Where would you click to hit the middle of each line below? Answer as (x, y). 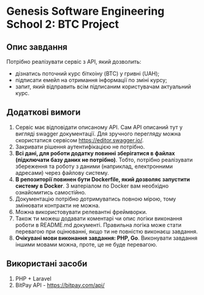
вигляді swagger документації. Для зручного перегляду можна (98, 134)
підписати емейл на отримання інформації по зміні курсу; (91, 80)
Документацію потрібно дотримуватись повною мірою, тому (96, 199)
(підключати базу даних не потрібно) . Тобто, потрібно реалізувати (104, 159)
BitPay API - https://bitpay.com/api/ (60, 285)
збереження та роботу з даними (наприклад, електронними (94, 166)
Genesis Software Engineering (85, 11)
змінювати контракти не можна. (58, 205)
